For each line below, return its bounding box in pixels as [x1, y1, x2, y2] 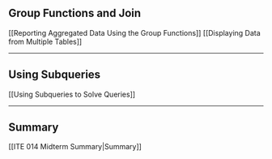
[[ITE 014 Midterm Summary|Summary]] [8, 142, 142, 152]
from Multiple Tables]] [8, 37, 83, 46]
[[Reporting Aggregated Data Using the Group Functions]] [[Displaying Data [8, 28, 261, 37]
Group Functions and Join [8, 6, 142, 20]
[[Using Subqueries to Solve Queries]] [8, 89, 136, 99]
